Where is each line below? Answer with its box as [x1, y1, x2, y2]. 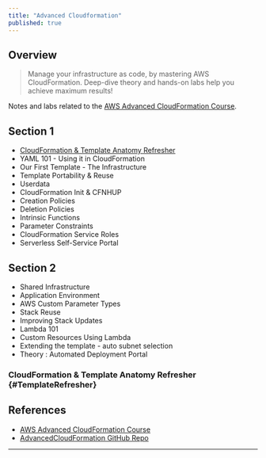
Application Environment [19, 290, 101, 300]
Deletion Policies [19, 204, 75, 214]
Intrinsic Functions [19, 213, 81, 223]
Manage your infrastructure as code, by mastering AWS [27, 69, 210, 79]
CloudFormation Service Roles [19, 230, 120, 239]
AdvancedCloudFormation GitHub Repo [19, 433, 149, 442]
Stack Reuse [19, 307, 61, 317]
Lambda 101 [19, 324, 59, 334]
